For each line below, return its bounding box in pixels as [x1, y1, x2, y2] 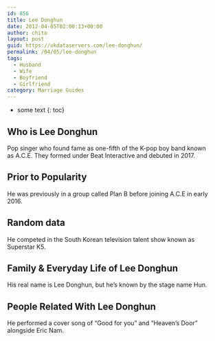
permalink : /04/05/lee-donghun [7, 49, 97, 56]
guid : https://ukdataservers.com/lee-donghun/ [7, 42, 143, 49]
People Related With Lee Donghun [7, 300, 157, 312]
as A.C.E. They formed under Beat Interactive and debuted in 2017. [7, 151, 196, 159]
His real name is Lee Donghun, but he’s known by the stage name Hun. [7, 280, 207, 289]
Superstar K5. [7, 242, 46, 251]
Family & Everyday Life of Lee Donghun [7, 262, 179, 274]
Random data [7, 217, 65, 229]
